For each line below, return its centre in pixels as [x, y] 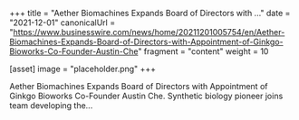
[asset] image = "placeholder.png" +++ [83, 69]
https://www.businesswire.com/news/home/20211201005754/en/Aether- [149, 32]
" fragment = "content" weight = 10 [203, 51]
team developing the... [51, 106]
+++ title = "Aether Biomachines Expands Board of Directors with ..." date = [150, 13]
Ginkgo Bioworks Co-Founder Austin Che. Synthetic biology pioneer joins [146, 96]
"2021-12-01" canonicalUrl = [63, 23]
